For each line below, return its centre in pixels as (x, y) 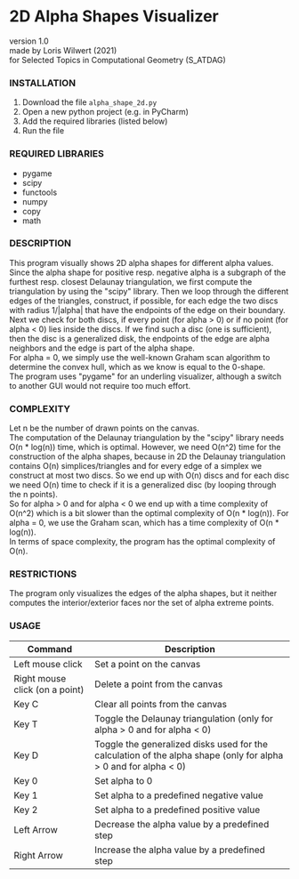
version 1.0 (29, 41)
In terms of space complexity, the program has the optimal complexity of (142, 542)
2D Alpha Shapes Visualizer (114, 16)
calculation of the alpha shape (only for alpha (189, 755)
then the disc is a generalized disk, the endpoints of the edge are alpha (139, 338)
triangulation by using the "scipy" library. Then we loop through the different (149, 291)
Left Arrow (36, 829)
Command (50, 649)
